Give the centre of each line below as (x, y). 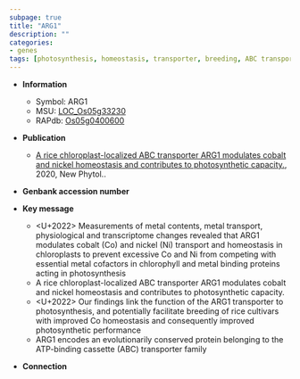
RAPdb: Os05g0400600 (80, 120)
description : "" (39, 34)
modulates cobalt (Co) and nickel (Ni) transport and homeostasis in (159, 245)
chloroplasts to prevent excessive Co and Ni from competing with (156, 254)
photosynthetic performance (88, 330)
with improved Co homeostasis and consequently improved (145, 321)
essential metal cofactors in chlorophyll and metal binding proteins (158, 264)
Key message (48, 209)
